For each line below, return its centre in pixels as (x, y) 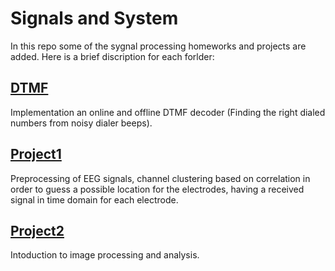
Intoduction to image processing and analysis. (105, 255)
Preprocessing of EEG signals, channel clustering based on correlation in (160, 178)
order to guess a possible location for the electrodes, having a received (157, 189)
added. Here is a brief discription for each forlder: (112, 56)
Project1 (36, 154)
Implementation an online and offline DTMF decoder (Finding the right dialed (168, 112)
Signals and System (94, 18)
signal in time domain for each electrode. (94, 199)
